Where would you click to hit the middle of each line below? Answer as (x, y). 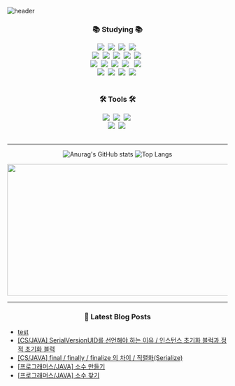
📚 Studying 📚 (117, 29)
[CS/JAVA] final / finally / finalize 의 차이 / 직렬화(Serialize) (100, 357)
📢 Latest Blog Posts (117, 317)
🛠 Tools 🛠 (117, 100)
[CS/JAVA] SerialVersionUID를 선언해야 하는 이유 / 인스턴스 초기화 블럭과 (118, 340)
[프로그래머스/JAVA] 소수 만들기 (61, 366)
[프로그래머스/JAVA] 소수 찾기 (58, 375)
